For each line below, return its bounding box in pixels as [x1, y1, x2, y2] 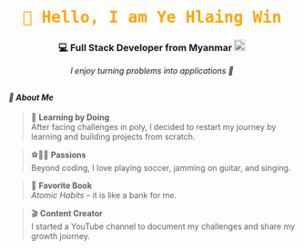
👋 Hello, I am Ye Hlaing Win [22, 7, 282, 27]
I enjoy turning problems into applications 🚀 [70, 65, 234, 76]
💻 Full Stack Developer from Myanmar [57, 42, 233, 55]
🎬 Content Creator [30, 208, 104, 219]
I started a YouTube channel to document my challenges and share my [30, 221, 296, 232]
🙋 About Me [8, 92, 54, 103]
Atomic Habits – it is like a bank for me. [30, 190, 177, 201]
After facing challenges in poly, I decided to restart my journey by [30, 122, 277, 133]
